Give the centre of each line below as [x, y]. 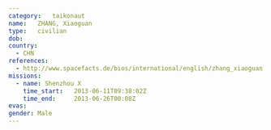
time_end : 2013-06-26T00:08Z [80, 99]
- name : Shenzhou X [49, 83]
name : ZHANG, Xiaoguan [50, 23]
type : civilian [38, 31]
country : [23, 46]
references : [28, 61]
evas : [17, 106]
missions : [25, 76]
